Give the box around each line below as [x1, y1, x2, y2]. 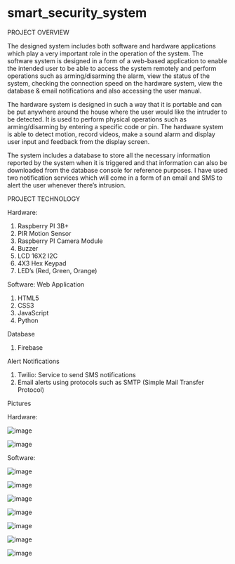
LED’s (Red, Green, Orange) [17, 266, 98, 275]
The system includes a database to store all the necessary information [7, 151, 210, 159]
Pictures [7, 399, 32, 407]
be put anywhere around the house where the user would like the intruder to [7, 107, 228, 116]
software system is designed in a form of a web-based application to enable [7, 56, 228, 65]
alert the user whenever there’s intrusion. [7, 181, 126, 189]
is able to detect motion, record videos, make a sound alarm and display [7, 130, 215, 138]
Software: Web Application [7, 280, 85, 289]
